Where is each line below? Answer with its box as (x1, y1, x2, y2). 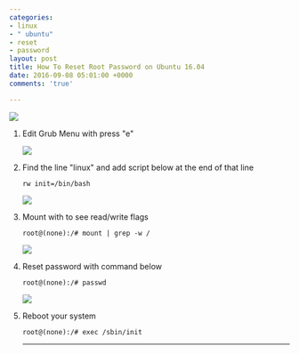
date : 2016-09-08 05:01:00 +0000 (9, 71, 133, 80)
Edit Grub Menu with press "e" (21, 128, 134, 139)
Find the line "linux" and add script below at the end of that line (21, 162, 255, 173)
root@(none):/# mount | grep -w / (21, 229, 150, 237)
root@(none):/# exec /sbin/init (21, 327, 142, 336)
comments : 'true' (9, 79, 74, 88)
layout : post (9, 54, 58, 63)
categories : (9, 12, 53, 22)
